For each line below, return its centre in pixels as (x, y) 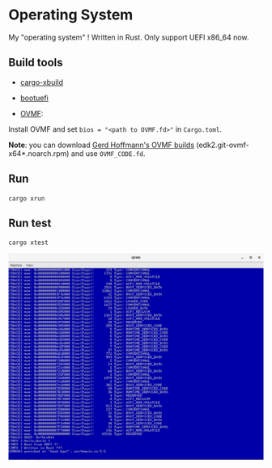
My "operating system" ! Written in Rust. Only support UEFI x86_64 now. (129, 37)
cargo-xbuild (41, 82)
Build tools (36, 63)
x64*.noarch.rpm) (39, 153)
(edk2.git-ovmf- (222, 145)
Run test (30, 223)
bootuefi (34, 98)
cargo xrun (27, 198)
